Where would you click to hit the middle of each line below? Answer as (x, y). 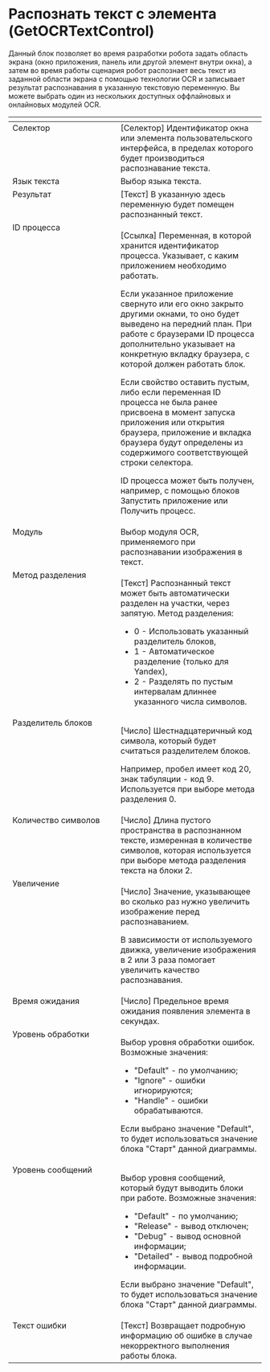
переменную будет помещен (177, 204)
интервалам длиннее (175, 691)
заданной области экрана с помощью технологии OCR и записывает (127, 79)
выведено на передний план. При (186, 324)
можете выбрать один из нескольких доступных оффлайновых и (120, 96)
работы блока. (149, 1355)
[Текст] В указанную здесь (173, 194)
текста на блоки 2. (156, 870)
